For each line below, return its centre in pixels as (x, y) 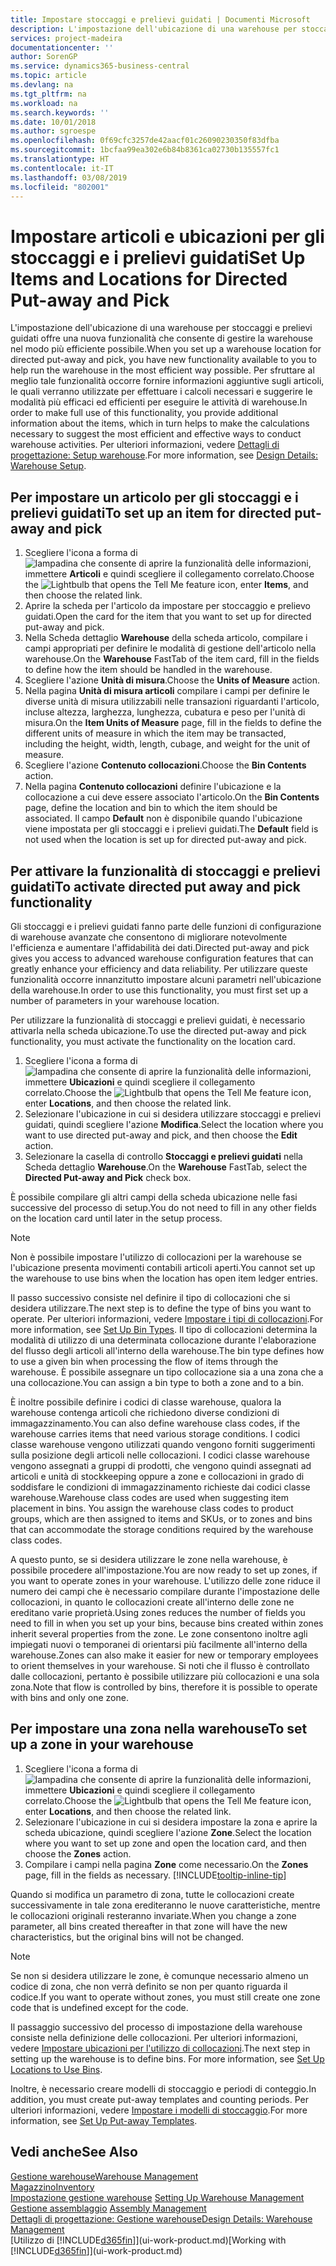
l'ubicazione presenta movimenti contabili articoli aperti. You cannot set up (163, 1267)
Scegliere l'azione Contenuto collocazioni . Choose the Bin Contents (165, 765)
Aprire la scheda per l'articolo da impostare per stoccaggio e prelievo (167, 606)
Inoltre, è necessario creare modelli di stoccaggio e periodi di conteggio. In (163, 2088)
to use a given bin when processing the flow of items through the (144, 1361)
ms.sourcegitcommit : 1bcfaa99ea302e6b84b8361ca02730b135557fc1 (145, 150)
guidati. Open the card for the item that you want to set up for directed (168, 617)
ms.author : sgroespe (53, 131)
